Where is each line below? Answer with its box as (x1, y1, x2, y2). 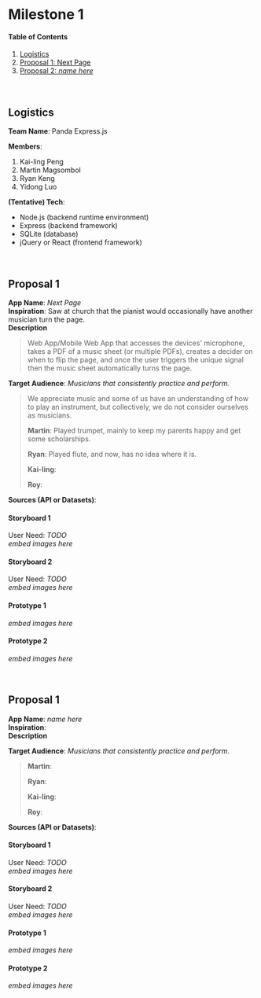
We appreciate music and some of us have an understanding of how (27, 394, 249, 403)
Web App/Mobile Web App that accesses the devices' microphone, (27, 338, 245, 348)
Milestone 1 (8, 6, 84, 24)
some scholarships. (27, 434, 91, 444)
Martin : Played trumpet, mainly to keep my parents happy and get (27, 426, 241, 436)
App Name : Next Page (8, 298, 82, 308)
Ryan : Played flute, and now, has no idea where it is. (27, 450, 197, 459)
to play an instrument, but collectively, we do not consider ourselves (27, 403, 249, 412)
